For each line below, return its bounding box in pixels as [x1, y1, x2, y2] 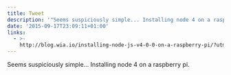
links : [7, 29, 26, 36]
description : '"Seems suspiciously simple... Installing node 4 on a [7, 16, 211, 23]
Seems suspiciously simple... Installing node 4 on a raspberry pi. [7, 61, 190, 68]
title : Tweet [7, 10, 45, 17]
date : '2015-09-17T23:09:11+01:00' [7, 22, 109, 29]
